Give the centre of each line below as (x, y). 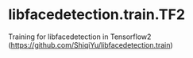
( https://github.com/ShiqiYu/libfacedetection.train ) (91, 44)
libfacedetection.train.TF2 (96, 15)
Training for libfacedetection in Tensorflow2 (80, 37)
